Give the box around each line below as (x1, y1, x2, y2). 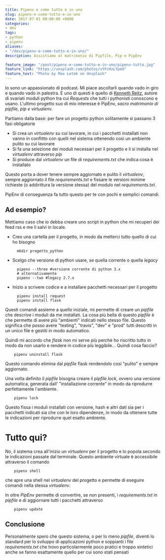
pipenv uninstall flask (14, 352, 63, 357)
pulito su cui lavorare (12, 141, 55, 146)
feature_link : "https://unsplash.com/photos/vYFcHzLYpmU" (5, 67, 127, 72)
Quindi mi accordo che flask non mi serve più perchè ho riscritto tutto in (5, 337, 151, 343)
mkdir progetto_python (17, 248, 64, 254)
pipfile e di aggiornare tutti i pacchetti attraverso (5, 497, 103, 503)
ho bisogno (12, 239, 35, 245)
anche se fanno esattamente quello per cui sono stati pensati (5, 549, 129, 555)
